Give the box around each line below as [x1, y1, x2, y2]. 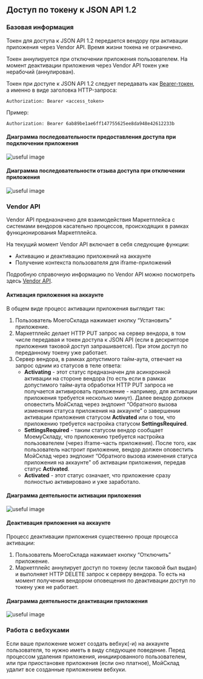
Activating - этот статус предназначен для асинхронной [24, 368, 171, 376]
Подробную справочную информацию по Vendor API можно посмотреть [6, 271, 196, 278]
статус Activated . [24, 465, 70, 472]
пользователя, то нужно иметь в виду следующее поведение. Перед [6, 646, 185, 653]
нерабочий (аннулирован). [6, 68, 76, 75]
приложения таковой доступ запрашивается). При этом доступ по [15, 342, 188, 350]
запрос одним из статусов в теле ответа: [15, 362, 122, 369]
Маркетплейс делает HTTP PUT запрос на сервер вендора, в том [15, 329, 186, 337]
